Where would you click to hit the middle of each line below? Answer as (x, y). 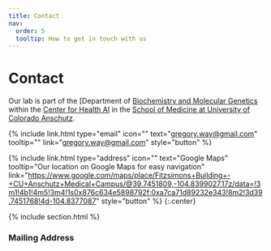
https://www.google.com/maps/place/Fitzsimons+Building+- (129, 176)
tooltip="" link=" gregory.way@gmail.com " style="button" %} (110, 143)
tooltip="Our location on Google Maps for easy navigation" (107, 167)
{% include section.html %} (54, 217)
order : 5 (30, 31)
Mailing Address (41, 238)
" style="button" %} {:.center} (146, 201)
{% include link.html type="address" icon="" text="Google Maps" (118, 158)
